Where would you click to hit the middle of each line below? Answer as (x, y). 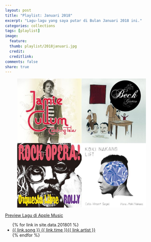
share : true (17, 67)
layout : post (18, 10)
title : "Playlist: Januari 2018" (39, 15)
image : (12, 36)
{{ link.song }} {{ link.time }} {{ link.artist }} (54, 230)
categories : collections (30, 26)
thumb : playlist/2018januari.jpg (43, 46)
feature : (18, 41)
